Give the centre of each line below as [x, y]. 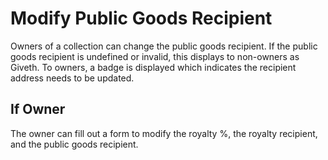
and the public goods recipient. [74, 144]
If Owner [38, 109]
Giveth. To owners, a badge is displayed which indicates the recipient [153, 67]
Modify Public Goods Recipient [141, 18]
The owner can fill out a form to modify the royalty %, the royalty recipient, [164, 133]
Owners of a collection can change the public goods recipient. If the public [164, 46]
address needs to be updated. [72, 78]
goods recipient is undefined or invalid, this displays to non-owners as [155, 56]
